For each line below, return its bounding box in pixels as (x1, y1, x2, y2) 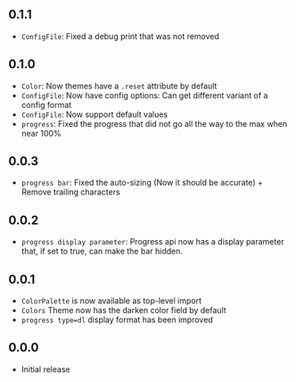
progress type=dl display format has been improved (21, 314, 213, 325)
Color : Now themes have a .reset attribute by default (21, 80, 218, 91)
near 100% (21, 128, 62, 138)
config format (21, 99, 72, 110)
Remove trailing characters (21, 187, 121, 197)
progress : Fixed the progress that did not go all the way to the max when (21, 118, 288, 129)
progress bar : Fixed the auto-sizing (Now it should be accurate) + (21, 178, 264, 188)
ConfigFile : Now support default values (21, 109, 169, 120)
